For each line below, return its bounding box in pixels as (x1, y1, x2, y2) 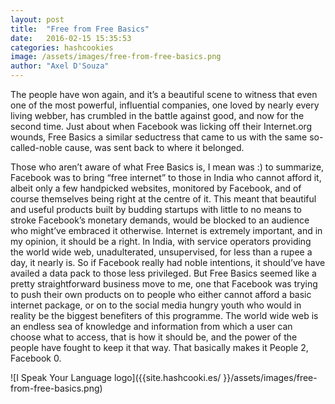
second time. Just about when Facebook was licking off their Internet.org (10, 121, 313, 132)
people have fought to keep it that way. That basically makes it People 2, (10, 342, 309, 353)
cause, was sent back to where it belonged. (64, 142, 245, 153)
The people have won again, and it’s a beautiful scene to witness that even (10, 89, 318, 100)
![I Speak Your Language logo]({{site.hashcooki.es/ (10, 372, 222, 383)
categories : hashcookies (10, 42, 114, 53)
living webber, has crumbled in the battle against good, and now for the (10, 110, 305, 121)
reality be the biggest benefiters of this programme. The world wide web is (10, 310, 319, 321)
